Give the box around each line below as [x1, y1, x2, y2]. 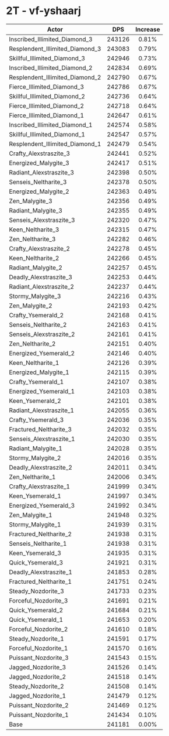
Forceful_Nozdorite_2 [9, 625, 68, 633]
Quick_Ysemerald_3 [9, 558, 64, 566]
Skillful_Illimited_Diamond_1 [9, 130, 86, 138]
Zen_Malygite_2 [9, 302, 52, 310]
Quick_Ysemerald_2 [9, 606, 64, 614]
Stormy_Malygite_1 [9, 520, 61, 528]
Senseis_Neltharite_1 [9, 539, 67, 547]
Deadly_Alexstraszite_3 [9, 273, 73, 281]
